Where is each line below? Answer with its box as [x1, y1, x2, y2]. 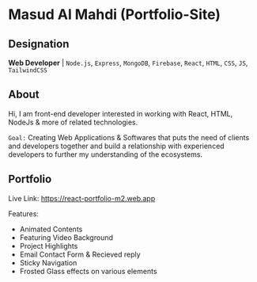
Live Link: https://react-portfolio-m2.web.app [8, 193, 156, 203]
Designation [8, 37, 70, 51]
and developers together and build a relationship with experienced [8, 141, 225, 151]
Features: [8, 208, 40, 219]
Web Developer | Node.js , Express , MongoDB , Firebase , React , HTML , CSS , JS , [8, 58, 248, 67]
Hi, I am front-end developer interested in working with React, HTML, [8, 109, 233, 118]
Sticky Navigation [19, 257, 77, 267]
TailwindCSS [8, 67, 47, 74]
